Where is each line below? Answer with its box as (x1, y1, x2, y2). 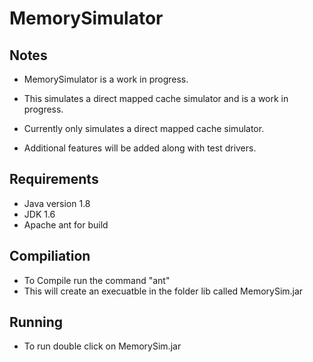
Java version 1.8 (23, 197, 91, 209)
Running (9, 314, 64, 331)
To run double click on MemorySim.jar (23, 340, 182, 352)
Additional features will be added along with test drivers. (23, 142, 257, 154)
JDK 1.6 (23, 208, 56, 220)
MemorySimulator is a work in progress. (23, 73, 189, 85)
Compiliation (9, 248, 91, 265)
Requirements (9, 171, 99, 188)
